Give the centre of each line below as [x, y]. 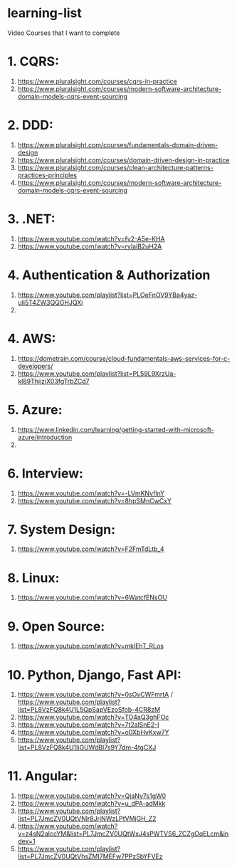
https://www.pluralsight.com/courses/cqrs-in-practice [97, 81]
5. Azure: [35, 410]
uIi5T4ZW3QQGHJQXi [50, 302]
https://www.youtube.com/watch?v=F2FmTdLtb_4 [91, 549]
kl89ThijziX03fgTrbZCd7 [53, 381]
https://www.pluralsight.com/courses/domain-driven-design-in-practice [123, 160]
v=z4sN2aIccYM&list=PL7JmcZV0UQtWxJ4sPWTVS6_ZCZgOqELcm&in [123, 834]
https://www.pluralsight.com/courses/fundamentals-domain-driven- [118, 144]
